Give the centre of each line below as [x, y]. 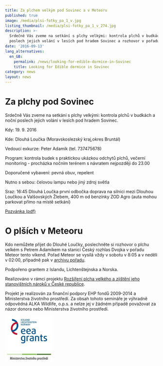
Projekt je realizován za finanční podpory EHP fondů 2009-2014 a [71, 293]
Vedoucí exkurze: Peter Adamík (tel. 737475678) [53, 148]
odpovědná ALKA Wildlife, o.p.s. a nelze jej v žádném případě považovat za [81, 304]
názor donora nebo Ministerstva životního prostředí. [57, 309]
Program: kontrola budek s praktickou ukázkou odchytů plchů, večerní [75, 158]
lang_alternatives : [25, 51]
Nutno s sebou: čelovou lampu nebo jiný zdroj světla [57, 182]
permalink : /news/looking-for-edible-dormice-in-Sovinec [73, 62]
